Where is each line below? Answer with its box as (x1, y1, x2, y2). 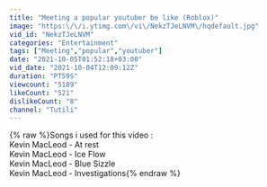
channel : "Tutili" (9, 105, 78, 114)
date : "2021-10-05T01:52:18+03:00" (9, 55, 143, 64)
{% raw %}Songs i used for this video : (9, 129, 154, 140)
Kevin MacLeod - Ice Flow (9, 149, 106, 160)
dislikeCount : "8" (9, 96, 78, 106)
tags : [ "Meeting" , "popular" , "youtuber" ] (9, 47, 164, 56)
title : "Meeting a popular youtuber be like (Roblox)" (9, 13, 219, 22)
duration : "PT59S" (9, 72, 78, 81)
